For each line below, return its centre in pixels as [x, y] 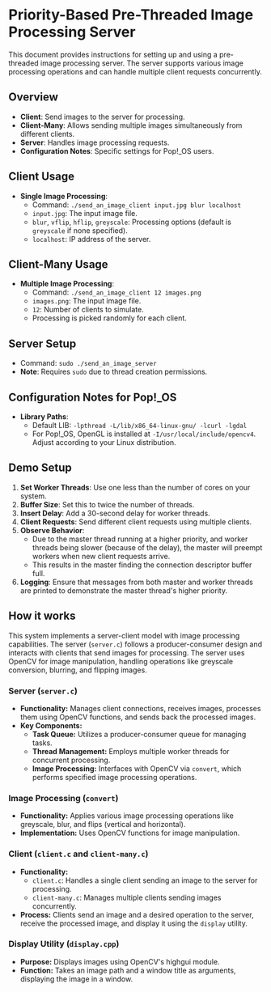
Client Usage [42, 177]
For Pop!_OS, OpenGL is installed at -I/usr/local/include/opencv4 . [144, 434]
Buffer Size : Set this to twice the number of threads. [107, 504]
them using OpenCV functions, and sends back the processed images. [138, 717]
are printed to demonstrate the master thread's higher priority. [124, 590]
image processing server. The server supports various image [142, 63]
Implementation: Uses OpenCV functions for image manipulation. [130, 833]
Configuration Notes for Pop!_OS [93, 397]
